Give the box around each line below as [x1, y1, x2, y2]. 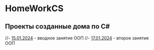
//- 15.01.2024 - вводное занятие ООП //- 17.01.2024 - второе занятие [5, 35, 149, 41]
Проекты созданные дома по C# [5, 22, 110, 31]
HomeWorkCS [5, 3, 64, 14]
